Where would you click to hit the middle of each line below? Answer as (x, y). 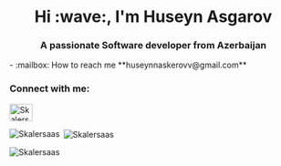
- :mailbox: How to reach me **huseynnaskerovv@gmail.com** (128, 65)
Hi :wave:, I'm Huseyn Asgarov (153, 17)
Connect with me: (50, 88)
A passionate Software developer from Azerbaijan (153, 46)
